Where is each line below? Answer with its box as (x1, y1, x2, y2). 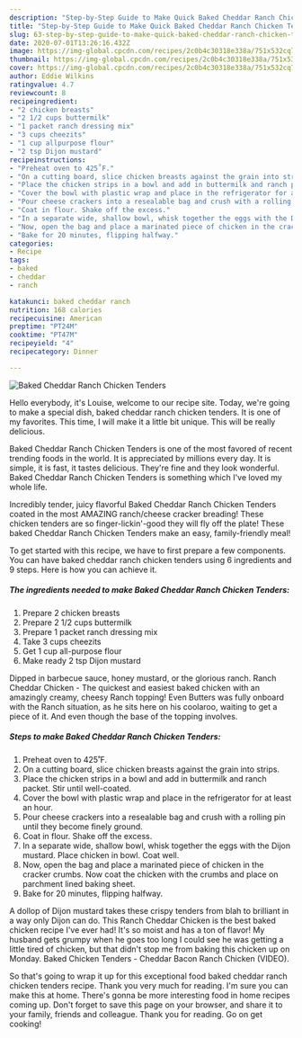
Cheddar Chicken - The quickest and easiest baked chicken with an (9, 682, 261, 693)
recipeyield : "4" (9, 339, 75, 348)
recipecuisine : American (9, 314, 102, 323)
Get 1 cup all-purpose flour (22, 645, 122, 657)
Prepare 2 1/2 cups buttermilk (22, 617, 132, 628)
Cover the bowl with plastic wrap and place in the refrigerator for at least (22, 792, 292, 803)
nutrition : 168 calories (9, 305, 102, 315)
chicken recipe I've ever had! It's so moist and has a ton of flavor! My (9, 924, 265, 935)
